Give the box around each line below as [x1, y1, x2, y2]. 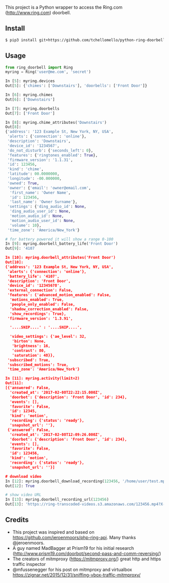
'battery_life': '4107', [7, 274, 59, 279]
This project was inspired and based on [12, 529, 95, 535]
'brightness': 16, [12, 343, 51, 348]
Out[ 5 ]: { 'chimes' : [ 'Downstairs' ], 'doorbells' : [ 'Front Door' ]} [5, 83, 147, 89]
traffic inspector [12, 561, 46, 567]
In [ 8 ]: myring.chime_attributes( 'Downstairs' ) [5, 120, 107, 125]
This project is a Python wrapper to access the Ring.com [5, 5, 123, 10]
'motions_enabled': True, [10, 297, 64, 302]
